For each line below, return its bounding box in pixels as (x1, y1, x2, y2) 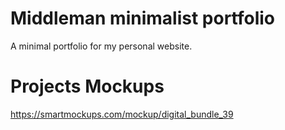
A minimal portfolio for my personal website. (10, 40, 193, 52)
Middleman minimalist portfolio (10, 7, 276, 30)
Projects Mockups (10, 75, 165, 98)
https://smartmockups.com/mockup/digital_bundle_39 (10, 108, 234, 120)
